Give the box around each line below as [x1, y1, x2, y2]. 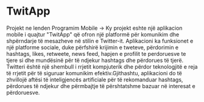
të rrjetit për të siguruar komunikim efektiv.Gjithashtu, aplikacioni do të [6, 69, 183, 76]
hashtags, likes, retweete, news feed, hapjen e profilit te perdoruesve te [6, 50, 186, 57]
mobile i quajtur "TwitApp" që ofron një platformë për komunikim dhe [6, 30, 180, 38]
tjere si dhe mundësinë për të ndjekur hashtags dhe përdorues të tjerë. [6, 56, 184, 64]
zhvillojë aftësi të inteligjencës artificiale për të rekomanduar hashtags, [6, 76, 183, 83]
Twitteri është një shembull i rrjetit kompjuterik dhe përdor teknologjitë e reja [6, 63, 198, 70]
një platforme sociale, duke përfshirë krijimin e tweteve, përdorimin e [6, 44, 179, 51]
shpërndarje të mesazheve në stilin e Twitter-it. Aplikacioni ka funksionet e [6, 37, 194, 44]
